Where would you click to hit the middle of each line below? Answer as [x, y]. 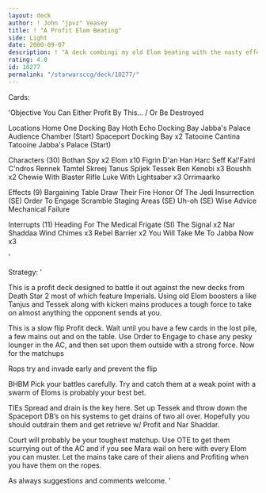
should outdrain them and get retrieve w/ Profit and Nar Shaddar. [114, 424]
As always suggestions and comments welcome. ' [90, 480]
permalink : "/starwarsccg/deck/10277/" [74, 75]
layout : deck [30, 15]
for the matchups [36, 353]
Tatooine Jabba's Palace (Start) [60, 144]
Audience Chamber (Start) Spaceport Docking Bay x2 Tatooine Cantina [124, 136]
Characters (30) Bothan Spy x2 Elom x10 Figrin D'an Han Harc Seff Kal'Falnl [132, 160]
